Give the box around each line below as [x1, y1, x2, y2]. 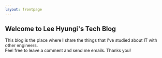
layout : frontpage [5, 7, 42, 12]
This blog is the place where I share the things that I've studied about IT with [5, 37, 158, 43]
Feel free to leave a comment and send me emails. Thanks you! [5, 47, 131, 53]
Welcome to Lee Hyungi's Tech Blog [5, 25, 116, 33]
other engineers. [5, 43, 38, 48]
